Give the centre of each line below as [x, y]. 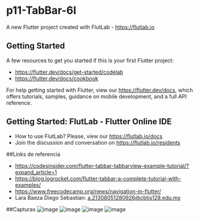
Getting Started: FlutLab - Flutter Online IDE [89, 121]
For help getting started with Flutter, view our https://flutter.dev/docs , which [100, 90]
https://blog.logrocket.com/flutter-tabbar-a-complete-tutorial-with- [98, 178]
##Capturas [21, 209]
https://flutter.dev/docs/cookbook [57, 78]
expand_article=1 [36, 172]
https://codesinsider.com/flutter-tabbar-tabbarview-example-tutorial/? [102, 166]
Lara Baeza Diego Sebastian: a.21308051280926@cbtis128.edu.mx [98, 197]
